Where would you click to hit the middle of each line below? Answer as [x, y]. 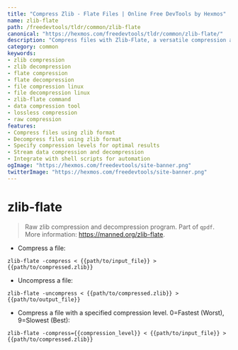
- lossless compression [42, 113]
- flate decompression [41, 80]
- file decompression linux [49, 93]
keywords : [22, 54]
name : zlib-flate [33, 21]
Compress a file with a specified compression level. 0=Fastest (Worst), [121, 312]
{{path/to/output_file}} [44, 299]
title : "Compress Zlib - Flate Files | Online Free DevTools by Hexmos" [117, 14]
